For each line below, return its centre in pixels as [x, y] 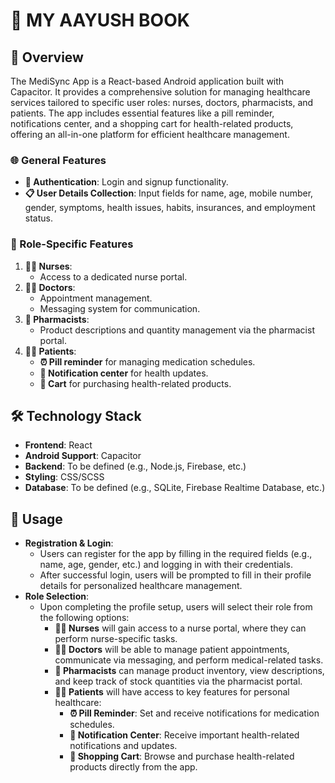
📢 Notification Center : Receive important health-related [184, 735]
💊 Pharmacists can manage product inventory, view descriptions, [189, 671]
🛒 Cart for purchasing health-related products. [135, 383]
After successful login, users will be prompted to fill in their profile [175, 575]
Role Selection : [57, 596]
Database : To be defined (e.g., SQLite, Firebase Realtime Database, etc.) [175, 488]
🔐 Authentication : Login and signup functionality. [126, 182]
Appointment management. [96, 298]
